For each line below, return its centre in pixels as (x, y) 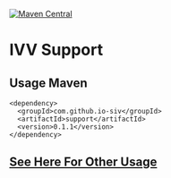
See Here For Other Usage (83, 162)
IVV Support (56, 50)
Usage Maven (48, 83)
